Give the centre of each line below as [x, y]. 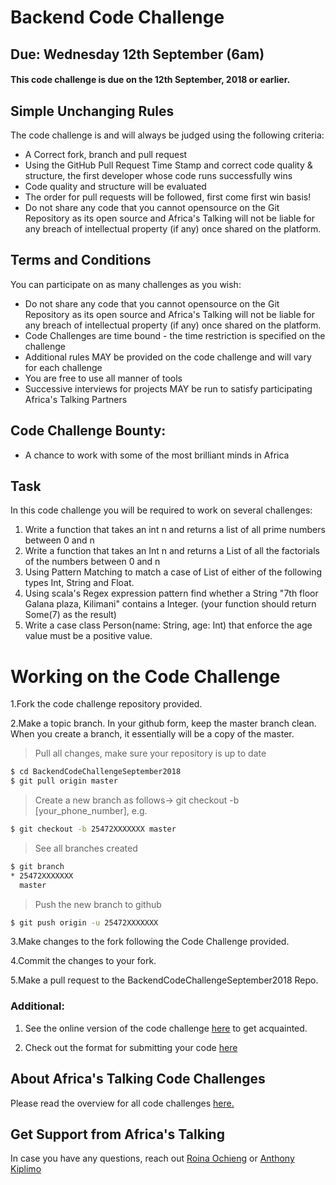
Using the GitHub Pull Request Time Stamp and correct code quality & [168, 165]
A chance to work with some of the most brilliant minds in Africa [157, 455]
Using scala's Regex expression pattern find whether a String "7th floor [171, 593]
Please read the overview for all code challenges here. [122, 1103]
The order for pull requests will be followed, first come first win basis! [168, 197]
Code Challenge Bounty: [88, 431]
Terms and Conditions [81, 260]
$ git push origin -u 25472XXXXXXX [84, 922]
